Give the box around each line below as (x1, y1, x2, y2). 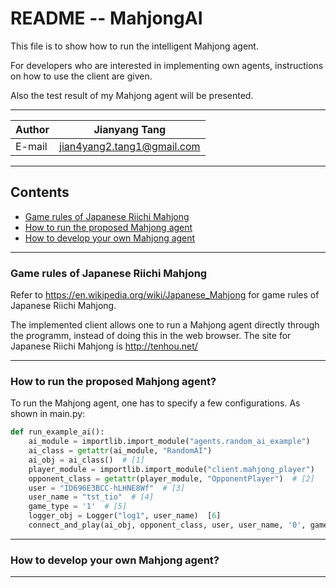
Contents (10, 184, 70, 201)
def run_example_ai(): (10, 427, 105, 437)
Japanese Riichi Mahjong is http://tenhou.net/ (10, 340, 198, 352)
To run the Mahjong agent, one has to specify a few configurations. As (10, 397, 301, 409)
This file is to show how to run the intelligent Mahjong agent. (10, 40, 259, 52)
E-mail (15, 139, 48, 153)
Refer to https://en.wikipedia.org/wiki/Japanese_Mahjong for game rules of (10, 289, 320, 301)
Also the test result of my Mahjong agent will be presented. (10, 89, 254, 101)
